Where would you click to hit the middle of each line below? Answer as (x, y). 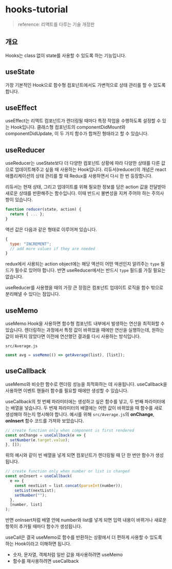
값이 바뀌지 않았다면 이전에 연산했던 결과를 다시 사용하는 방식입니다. (73, 336)
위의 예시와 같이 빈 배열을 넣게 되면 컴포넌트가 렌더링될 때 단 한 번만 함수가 (80, 455)
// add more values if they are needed (53, 249)
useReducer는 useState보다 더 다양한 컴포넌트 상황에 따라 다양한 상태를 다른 (83, 163)
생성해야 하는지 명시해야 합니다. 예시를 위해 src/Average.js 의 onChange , (80, 414)
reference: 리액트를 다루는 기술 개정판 (56, 24)
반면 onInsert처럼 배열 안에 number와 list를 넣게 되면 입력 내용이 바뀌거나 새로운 (86, 520)
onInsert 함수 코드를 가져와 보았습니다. (45, 421)
